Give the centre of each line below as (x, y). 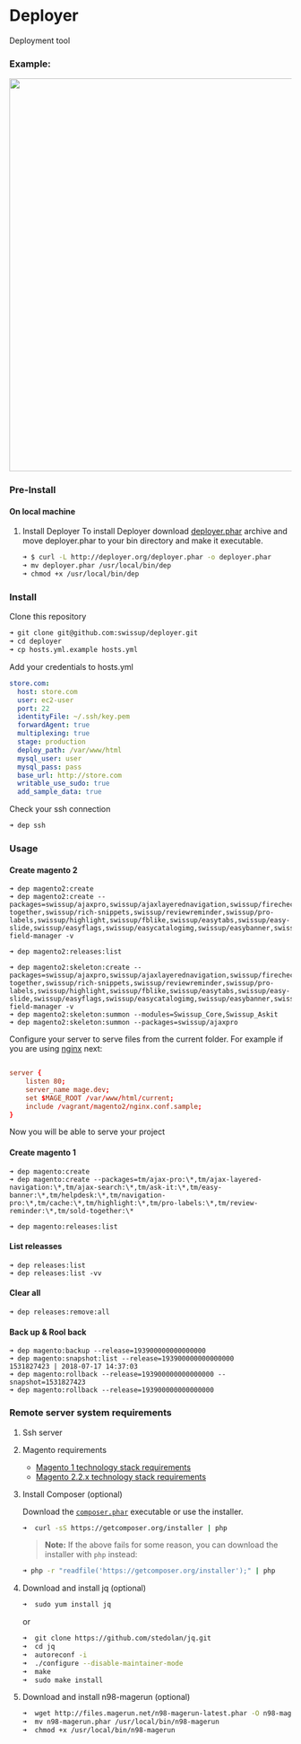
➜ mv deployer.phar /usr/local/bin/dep (97, 566)
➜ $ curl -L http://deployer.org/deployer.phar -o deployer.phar (146, 558)
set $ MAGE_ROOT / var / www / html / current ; (100, 1098)
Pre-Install (33, 490)
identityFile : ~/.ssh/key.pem (73, 717)
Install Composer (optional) (72, 1494)
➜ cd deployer (36, 642)
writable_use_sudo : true (64, 784)
